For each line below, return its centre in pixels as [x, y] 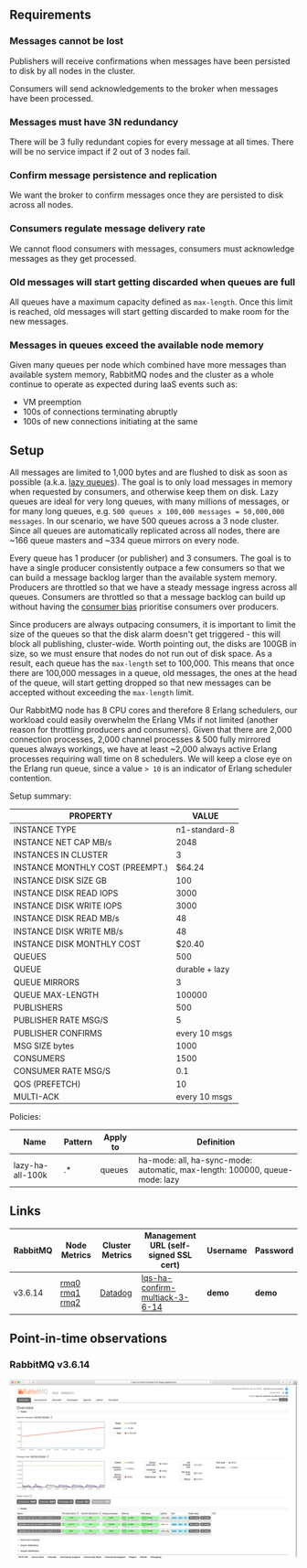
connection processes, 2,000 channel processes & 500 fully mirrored [140, 739]
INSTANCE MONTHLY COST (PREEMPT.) [91, 867]
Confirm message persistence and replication [113, 175]
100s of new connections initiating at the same [110, 422]
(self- [179, 1246]
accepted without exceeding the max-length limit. [102, 692]
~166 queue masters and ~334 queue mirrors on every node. [124, 540]
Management [170, 1236]
